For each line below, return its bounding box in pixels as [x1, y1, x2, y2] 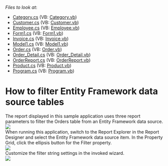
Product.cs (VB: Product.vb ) [12, 63, 72, 68]
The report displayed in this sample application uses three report [5, 113, 141, 119]
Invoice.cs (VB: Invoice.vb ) [12, 35, 69, 41]
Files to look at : [5, 5, 38, 10]
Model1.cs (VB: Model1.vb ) [12, 41, 69, 47]
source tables [5, 96, 64, 108]
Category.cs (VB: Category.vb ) [12, 14, 77, 20]
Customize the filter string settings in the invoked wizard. [5, 150, 124, 156]
